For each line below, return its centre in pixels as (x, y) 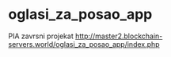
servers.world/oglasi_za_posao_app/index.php (84, 44)
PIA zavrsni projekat (41, 36)
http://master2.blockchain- (119, 36)
